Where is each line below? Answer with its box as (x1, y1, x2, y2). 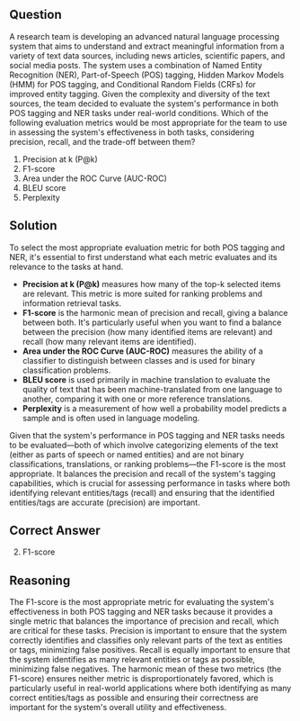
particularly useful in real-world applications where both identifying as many (9, 683, 292, 694)
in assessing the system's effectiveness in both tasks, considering (9, 126, 255, 138)
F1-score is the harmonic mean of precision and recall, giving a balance (22, 307, 288, 318)
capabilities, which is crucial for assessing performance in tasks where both (9, 477, 290, 489)
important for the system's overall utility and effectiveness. (9, 702, 227, 713)
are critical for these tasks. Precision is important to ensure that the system (9, 626, 287, 636)
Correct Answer (9, 523, 101, 538)
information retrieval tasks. (22, 297, 122, 309)
